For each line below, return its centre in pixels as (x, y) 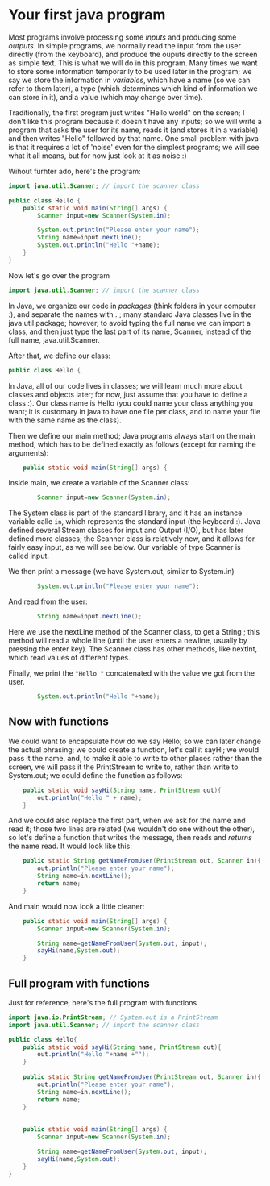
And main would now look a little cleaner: (77, 906)
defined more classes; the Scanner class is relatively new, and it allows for (132, 539)
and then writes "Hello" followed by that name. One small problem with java (134, 138)
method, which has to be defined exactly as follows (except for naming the (132, 444)
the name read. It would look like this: (71, 846)
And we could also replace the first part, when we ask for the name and (127, 821)
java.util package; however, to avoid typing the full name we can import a (130, 323)
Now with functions (58, 722)
